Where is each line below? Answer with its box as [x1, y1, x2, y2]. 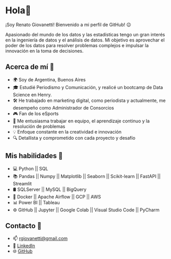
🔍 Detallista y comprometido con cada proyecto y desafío [12, 135, 136, 141]
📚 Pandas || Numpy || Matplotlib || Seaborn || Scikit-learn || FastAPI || [12, 173, 161, 179]
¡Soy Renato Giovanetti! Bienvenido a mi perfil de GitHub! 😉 [5, 21, 132, 28]
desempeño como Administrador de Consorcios [12, 104, 114, 111]
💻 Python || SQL [12, 165, 49, 171]
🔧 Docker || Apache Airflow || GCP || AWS [12, 193, 101, 200]
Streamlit [12, 180, 32, 186]
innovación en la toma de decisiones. [5, 48, 83, 54]
